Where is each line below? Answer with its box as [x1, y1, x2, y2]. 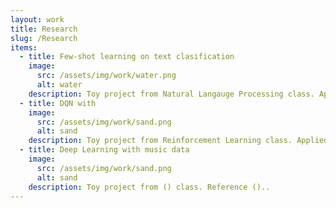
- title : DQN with [19, 98, 97, 108]
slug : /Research [10, 33, 78, 43]
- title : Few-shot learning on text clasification [19, 52, 235, 62]
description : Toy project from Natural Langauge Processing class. [28, 89, 315, 99]
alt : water [36, 80, 83, 90]
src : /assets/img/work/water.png [36, 71, 177, 81]
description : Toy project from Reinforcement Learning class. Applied [28, 136, 329, 146]
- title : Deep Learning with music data [19, 145, 190, 155]
